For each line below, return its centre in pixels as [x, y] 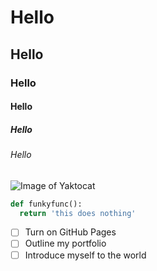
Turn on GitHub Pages [70, 232]
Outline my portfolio [65, 243]
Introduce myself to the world [85, 255]
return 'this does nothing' [78, 213]
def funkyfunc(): [46, 204]
